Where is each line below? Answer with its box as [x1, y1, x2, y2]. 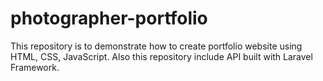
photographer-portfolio [10, 7, 208, 30]
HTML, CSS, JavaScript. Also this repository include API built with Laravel [10, 50, 313, 62]
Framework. [10, 61, 60, 73]
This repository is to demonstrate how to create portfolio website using [10, 40, 303, 52]
